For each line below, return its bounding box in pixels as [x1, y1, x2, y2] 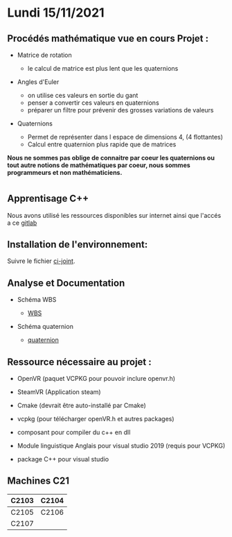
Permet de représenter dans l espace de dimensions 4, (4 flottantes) [27, 133, 224, 141]
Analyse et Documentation [7, 277, 125, 289]
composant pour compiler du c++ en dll [17, 428, 131, 436]
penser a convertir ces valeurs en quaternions [27, 99, 159, 107]
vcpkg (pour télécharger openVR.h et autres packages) [17, 415, 175, 423]
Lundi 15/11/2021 [7, 5, 105, 21]
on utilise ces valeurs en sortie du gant [27, 92, 139, 99]
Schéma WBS [17, 296, 57, 304]
